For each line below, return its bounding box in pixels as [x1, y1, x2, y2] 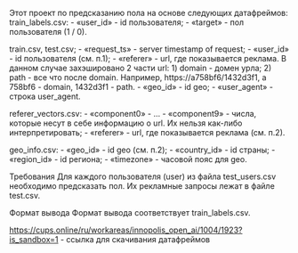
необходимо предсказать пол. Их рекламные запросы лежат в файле [9, 181, 276, 191]
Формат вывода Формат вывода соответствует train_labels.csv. [9, 208, 251, 217]
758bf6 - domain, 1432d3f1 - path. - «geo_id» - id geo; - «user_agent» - [9, 82, 274, 92]
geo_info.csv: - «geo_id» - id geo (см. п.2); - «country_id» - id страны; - [9, 144, 276, 155]
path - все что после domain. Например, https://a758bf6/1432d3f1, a [9, 72, 267, 83]
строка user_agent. [9, 91, 82, 102]
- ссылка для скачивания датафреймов [60, 234, 211, 244]
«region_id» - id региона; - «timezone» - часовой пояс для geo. [9, 154, 247, 164]
